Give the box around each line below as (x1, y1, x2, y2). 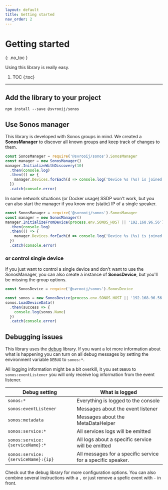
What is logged (99, 389, 137, 396)
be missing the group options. (5, 277, 67, 283)
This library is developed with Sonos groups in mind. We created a (5, 133, 142, 139)
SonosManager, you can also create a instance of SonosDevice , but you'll (5, 271, 158, 278)
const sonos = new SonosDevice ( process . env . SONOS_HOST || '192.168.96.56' (5, 296, 164, 301)
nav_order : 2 (5, 17, 32, 22)
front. (5, 480, 16, 486)
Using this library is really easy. (5, 65, 69, 71)
